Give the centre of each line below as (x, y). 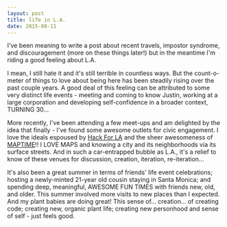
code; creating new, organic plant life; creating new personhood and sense (113, 209)
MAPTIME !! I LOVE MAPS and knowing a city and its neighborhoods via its (112, 145)
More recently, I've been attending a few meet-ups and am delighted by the (114, 123)
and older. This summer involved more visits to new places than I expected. (113, 194)
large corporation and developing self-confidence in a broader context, (108, 103)
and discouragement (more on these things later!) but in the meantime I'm (111, 53)
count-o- (207, 73)
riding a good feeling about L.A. (52, 60)
